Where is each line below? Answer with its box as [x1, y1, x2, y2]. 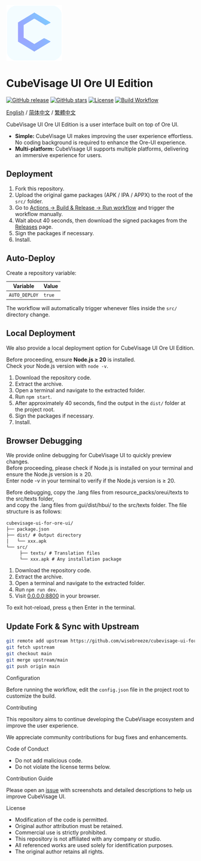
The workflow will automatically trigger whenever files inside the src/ [6, 304, 178, 311]
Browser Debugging [6, 436, 83, 446]
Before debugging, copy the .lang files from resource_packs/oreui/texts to [6, 489, 189, 496]
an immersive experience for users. [14, 151, 103, 158]
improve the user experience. [6, 722, 79, 729]
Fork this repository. [14, 185, 65, 192]
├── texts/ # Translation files [19, 550, 100, 556]
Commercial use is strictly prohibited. [14, 829, 107, 836]
